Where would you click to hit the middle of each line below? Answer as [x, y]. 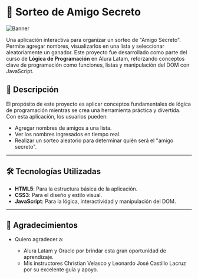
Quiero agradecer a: [39, 239]
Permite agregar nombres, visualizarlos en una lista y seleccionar [85, 46]
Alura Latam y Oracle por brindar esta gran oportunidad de [95, 251]
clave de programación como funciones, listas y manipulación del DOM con [98, 65]
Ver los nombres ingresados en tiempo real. [67, 134]
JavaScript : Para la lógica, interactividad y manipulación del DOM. [95, 201]
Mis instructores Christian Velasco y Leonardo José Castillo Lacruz [105, 263]
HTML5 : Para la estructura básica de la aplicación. [76, 189]
